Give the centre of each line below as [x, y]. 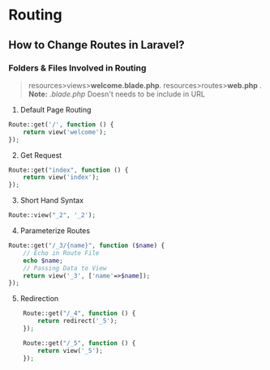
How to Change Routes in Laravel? [96, 45]
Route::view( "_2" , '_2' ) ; [52, 215]
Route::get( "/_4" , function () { [79, 313]
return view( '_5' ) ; [71, 351]
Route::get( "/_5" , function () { [79, 343]
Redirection [39, 299]
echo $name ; [43, 261]
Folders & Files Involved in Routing [77, 68]
